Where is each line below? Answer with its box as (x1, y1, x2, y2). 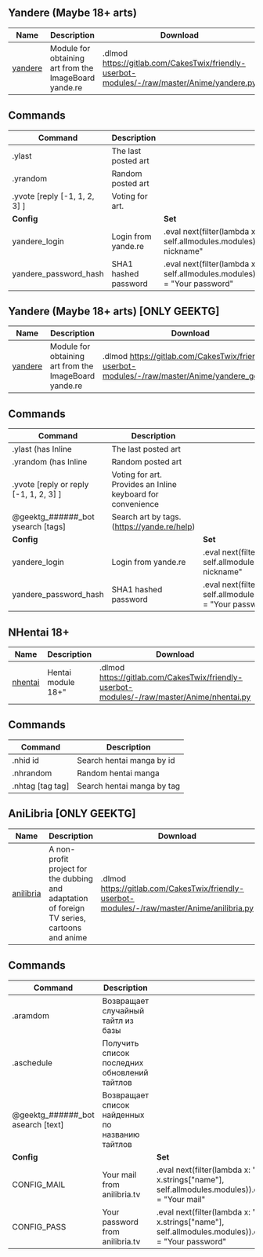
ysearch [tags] (12, 522, 67, 533)
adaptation (48, 892, 88, 903)
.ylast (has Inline (12, 444, 72, 455)
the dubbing (48, 873, 94, 884)
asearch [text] (12, 1119, 64, 1130)
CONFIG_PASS (12, 1221, 67, 1232)
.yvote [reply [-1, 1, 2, (12, 190, 95, 201)
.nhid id (12, 754, 39, 765)
